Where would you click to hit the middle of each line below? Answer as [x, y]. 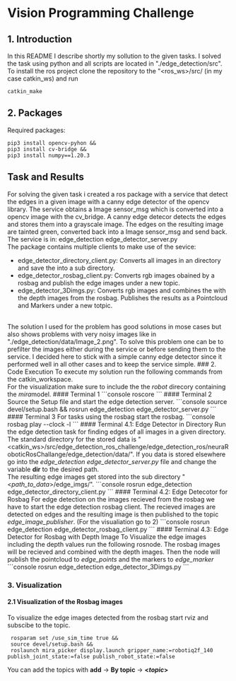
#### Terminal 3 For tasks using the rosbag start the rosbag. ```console [111, 416]
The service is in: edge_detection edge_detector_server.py [93, 239]
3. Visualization [35, 585]
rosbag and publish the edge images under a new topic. [99, 283]
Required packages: [36, 130]
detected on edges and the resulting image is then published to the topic [113, 514]
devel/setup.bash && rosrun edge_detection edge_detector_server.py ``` [112, 409]
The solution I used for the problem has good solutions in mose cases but [114, 326]
